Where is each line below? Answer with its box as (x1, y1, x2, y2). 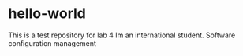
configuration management (8, 38, 97, 47)
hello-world (8, 5, 87, 23)
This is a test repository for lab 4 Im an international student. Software (8, 30, 236, 40)
